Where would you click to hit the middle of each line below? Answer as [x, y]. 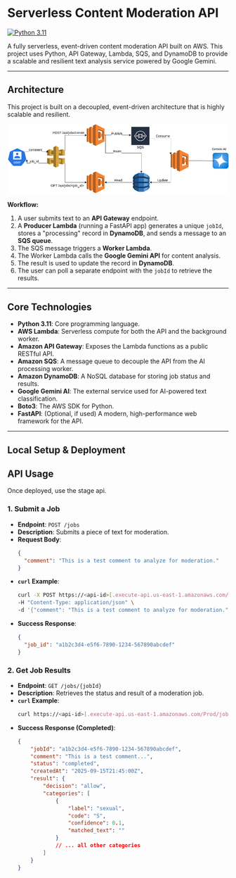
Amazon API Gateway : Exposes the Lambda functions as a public [113, 346]
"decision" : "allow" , [75, 786]
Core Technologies [50, 307]
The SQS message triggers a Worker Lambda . [85, 249]
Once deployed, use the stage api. [57, 491]
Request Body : [39, 539]
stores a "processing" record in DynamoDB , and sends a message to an [122, 233]
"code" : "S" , [87, 816]
